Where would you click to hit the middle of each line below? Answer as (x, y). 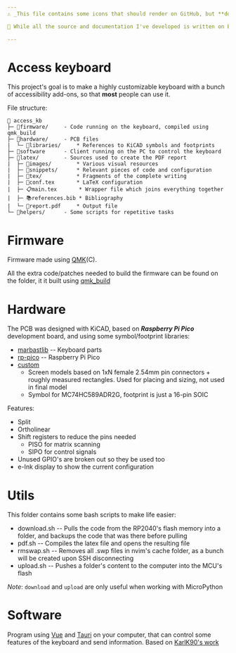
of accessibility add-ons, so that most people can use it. (89, 94)
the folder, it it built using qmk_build (59, 281)
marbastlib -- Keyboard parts (60, 350)
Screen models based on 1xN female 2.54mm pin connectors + (119, 372)
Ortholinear (34, 429)
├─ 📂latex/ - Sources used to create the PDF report (97, 158)
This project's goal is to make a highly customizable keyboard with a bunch (116, 87)
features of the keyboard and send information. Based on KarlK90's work (113, 642)
